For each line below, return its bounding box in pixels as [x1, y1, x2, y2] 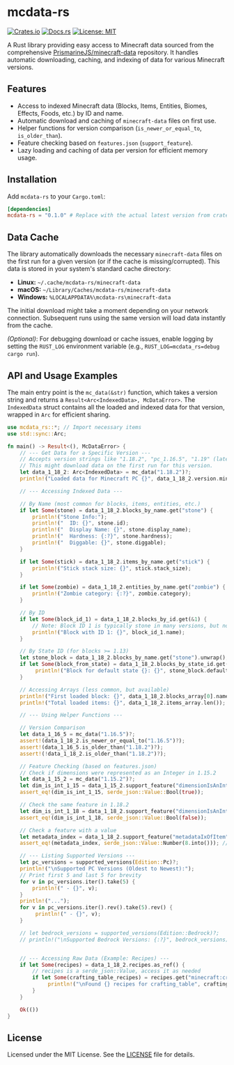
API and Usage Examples [7, 370, 118, 382]
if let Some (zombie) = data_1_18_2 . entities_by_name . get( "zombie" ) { [19, 584, 226, 591]
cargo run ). [7, 350, 40, 358]
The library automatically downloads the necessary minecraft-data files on [7, 250, 222, 258]
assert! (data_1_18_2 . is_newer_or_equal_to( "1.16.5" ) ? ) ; [19, 738, 186, 745]
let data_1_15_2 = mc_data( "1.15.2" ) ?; [19, 776, 136, 783]
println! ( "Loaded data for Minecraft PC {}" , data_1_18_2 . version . [19, 475, 219, 483]
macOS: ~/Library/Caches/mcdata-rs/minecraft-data [17, 286, 171, 294]
